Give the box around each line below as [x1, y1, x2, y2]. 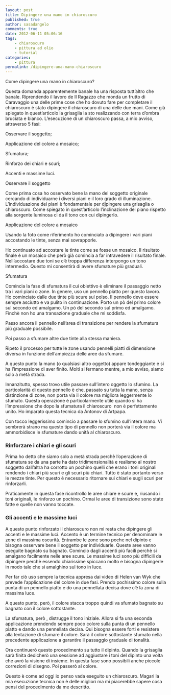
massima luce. [5, 590, 36, 596]
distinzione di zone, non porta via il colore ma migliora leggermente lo [5, 392, 152, 398]
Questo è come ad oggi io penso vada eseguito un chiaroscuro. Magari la [5, 673, 160, 679]
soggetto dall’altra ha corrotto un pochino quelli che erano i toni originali [5, 464, 157, 470]
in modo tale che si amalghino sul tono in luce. [5, 564, 103, 570]
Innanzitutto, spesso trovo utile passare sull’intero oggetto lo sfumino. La [5, 381, 158, 388]
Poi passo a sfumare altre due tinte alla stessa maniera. [5, 335, 121, 342]
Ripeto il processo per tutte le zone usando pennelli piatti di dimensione [5, 345, 156, 351]
